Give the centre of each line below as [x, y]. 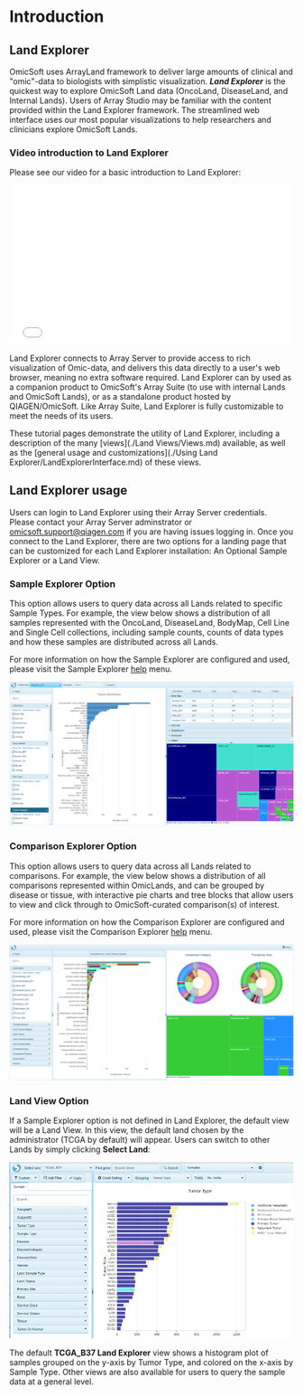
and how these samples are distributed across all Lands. [114, 641]
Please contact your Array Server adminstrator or [101, 522]
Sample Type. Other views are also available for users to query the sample [147, 1372]
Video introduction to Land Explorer [89, 153]
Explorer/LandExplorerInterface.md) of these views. [106, 462]
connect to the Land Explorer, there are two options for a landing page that [148, 541]
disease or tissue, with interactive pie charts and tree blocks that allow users [151, 895]
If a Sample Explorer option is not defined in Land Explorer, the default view [150, 1121]
